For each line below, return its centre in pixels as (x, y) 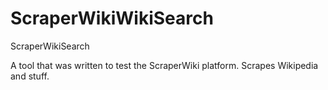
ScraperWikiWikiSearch (112, 18)
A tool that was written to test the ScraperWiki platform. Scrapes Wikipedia (164, 65)
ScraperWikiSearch (50, 46)
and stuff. (30, 76)
